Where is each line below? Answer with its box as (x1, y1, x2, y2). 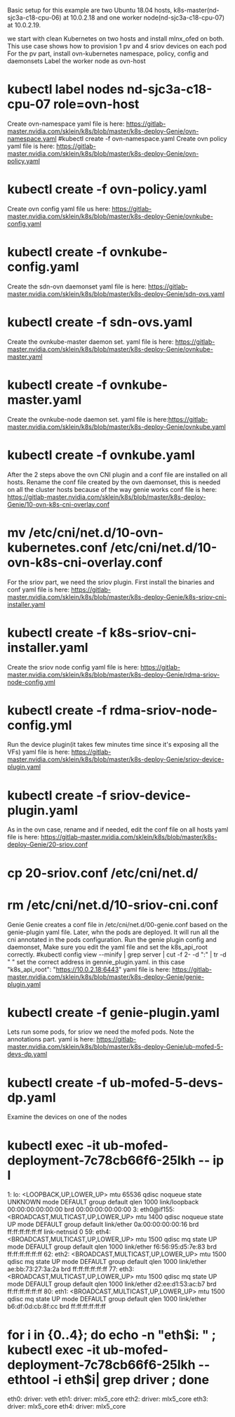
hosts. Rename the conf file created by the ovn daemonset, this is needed (7, 477, 221, 486)
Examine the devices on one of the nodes (7, 1112, 128, 1122)
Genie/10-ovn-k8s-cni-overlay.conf (7, 500, 110, 508)
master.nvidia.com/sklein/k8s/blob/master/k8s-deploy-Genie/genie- (7, 972, 205, 981)
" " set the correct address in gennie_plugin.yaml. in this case (7, 957, 185, 966)
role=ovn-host (53, 96, 140, 112)
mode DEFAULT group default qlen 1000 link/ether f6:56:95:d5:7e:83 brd (7, 1242, 217, 1251)
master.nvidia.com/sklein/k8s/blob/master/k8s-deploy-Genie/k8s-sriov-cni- (7, 592, 227, 601)
